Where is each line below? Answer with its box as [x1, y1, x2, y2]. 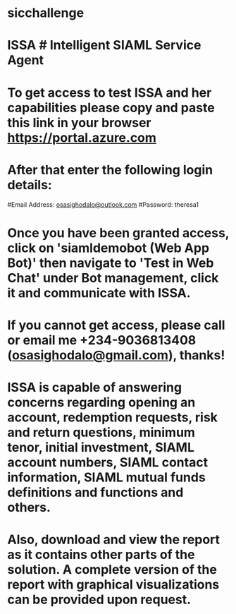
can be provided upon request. [7, 591, 192, 608]
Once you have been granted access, [7, 224, 230, 241]
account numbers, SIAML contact [7, 455, 209, 471]
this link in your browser [7, 114, 151, 131]
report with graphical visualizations [7, 577, 220, 593]
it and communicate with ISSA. [7, 284, 192, 301]
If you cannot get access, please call [7, 317, 225, 333]
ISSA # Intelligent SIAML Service [7, 37, 201, 54]
